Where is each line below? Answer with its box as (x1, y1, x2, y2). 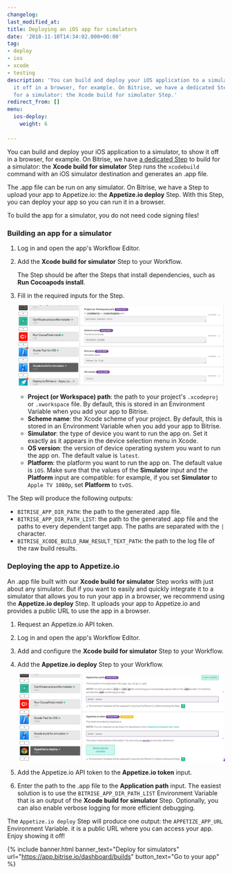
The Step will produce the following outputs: (7, 494, 133, 502)
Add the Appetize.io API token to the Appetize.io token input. (17, 768, 192, 777)
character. (17, 529, 47, 538)
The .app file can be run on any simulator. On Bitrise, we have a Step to (7, 183, 209, 191)
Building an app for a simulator (7, 228, 112, 238)
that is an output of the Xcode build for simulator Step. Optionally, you (17, 797, 219, 805)
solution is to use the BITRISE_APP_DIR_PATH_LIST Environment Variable (17, 789, 218, 797)
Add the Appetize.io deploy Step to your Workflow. (17, 660, 164, 668)
